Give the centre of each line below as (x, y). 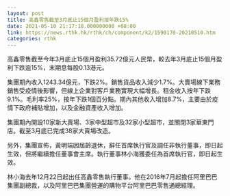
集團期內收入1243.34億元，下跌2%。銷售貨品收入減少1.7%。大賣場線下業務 (114, 82)
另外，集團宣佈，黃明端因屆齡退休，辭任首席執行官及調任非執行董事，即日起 (115, 145)
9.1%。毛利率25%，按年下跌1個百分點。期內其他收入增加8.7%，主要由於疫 (113, 99)
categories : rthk (32, 39)
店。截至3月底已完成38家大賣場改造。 (61, 131)
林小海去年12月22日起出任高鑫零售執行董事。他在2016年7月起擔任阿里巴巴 (112, 177)
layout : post (26, 13)
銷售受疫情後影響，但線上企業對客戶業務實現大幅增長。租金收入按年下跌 (109, 91)
